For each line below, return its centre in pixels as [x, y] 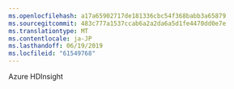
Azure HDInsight [36, 76]
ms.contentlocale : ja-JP [50, 38]
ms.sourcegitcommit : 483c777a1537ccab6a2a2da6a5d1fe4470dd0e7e [117, 23]
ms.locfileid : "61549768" [52, 53]
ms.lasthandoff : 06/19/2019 [56, 46]
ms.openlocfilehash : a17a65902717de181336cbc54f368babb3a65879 [117, 16]
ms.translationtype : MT [49, 31]
